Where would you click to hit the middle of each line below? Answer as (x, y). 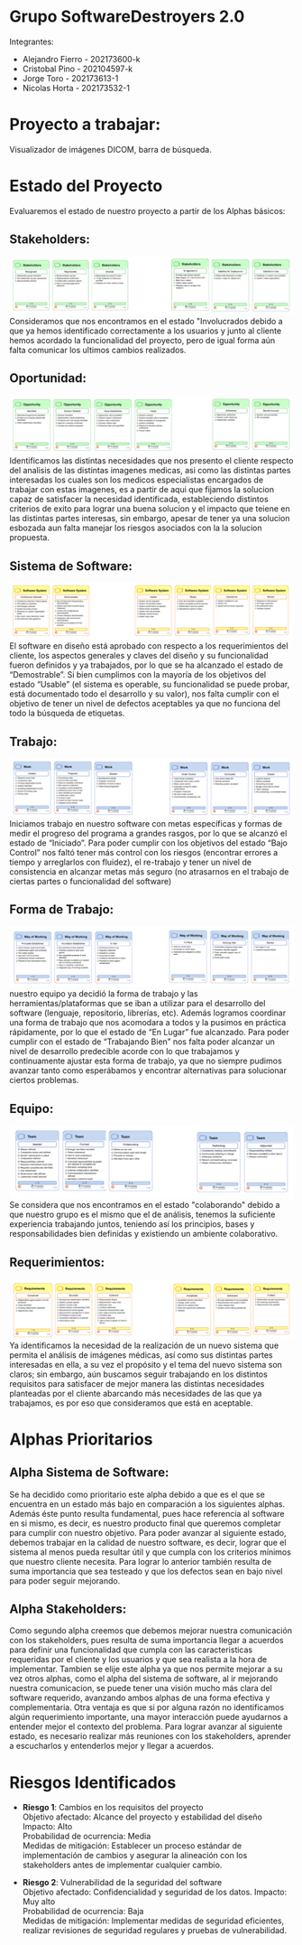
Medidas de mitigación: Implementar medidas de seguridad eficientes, (153, 1921)
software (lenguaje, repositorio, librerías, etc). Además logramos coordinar (148, 1013)
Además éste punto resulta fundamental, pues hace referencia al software (147, 1513)
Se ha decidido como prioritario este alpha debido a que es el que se (137, 1494)
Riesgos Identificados (93, 1782)
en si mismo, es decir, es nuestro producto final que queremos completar (145, 1523)
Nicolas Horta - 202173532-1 (76, 88)
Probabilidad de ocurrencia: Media (87, 1837)
